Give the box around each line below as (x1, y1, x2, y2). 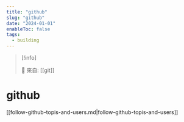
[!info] (21, 54, 37, 61)
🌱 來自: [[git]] (21, 66, 55, 74)
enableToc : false (6, 26, 51, 32)
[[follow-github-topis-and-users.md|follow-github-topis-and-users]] (6, 108, 179, 116)
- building (12, 37, 40, 43)
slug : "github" (6, 15, 45, 21)
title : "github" (6, 9, 48, 15)
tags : (6, 32, 20, 38)
